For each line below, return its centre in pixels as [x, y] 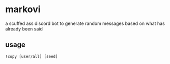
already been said [24, 28]
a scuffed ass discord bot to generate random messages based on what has [85, 23]
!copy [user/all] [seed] [32, 56]
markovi [23, 9]
